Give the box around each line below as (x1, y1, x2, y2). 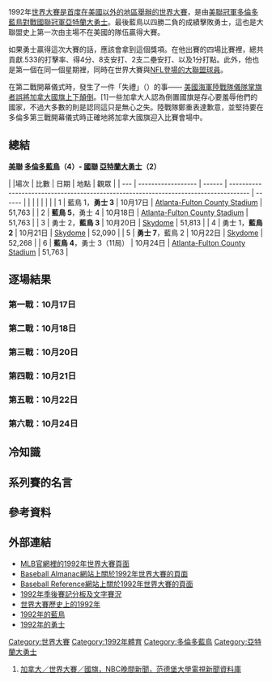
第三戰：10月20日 (8, 346, 79, 358)
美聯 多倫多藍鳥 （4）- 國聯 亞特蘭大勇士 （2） (8, 161, 161, 171)
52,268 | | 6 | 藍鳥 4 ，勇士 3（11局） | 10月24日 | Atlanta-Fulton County (8, 238, 245, 247)
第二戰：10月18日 (8, 323, 77, 334)
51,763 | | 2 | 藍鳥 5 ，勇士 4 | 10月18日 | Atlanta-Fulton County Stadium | (8, 208, 249, 217)
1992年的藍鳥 (19, 609, 66, 619)
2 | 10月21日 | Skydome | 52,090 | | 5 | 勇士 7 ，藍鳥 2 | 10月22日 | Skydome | (8, 228, 263, 238)
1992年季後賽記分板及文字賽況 (19, 589, 122, 598)
